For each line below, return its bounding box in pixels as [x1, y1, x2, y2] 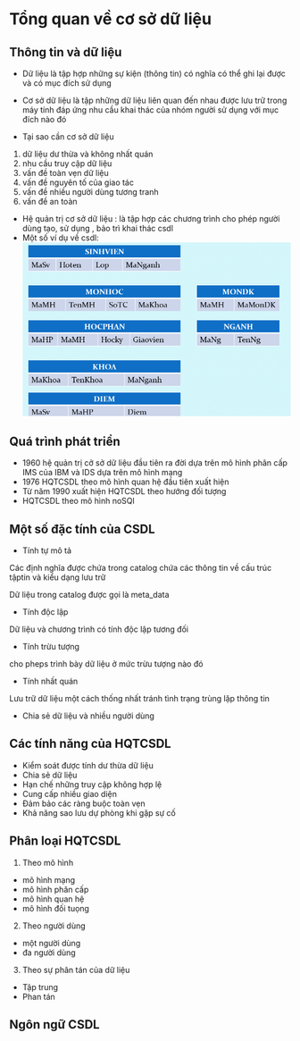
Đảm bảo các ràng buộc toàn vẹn [21, 798, 146, 809]
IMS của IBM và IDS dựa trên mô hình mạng [21, 467, 183, 478]
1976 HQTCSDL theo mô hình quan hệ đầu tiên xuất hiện [21, 476, 229, 487]
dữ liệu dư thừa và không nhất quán [21, 148, 154, 159]
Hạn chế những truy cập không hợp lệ [21, 778, 162, 790]
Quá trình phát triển [9, 433, 121, 449]
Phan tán [21, 991, 55, 1002]
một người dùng [21, 937, 81, 948]
